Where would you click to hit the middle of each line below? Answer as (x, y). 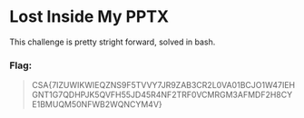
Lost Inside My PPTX (89, 17)
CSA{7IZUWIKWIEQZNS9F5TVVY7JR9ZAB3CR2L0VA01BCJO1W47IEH (163, 85)
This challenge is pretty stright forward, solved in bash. (113, 42)
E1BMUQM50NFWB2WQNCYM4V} (97, 104)
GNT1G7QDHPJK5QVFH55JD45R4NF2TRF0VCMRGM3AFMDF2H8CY (162, 95)
